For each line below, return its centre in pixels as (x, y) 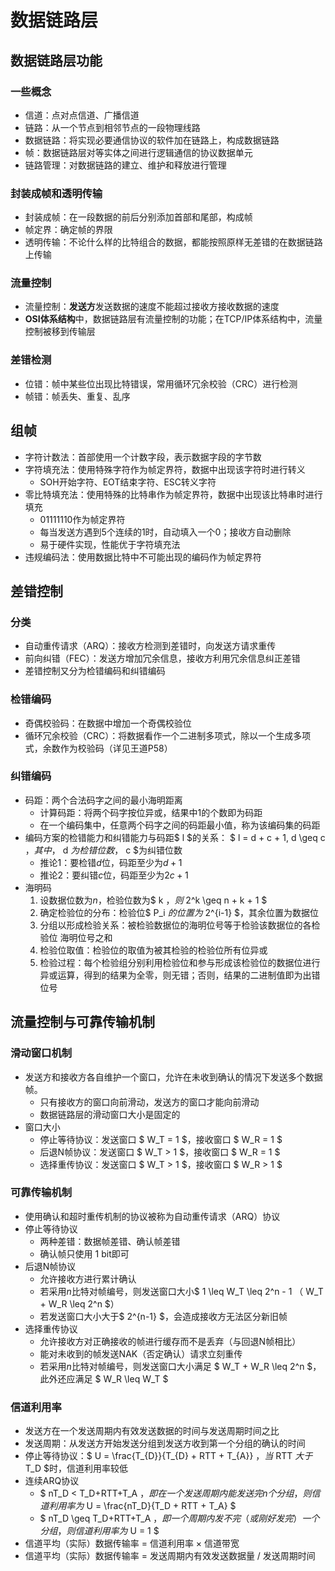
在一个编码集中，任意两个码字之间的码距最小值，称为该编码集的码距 (180, 825)
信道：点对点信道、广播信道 (82, 115)
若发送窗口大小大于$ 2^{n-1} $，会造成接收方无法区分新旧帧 (163, 1316)
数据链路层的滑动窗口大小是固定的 (110, 1114)
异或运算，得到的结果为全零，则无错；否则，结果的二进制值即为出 (175, 975)
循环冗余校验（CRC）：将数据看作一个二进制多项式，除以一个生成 (159, 735)
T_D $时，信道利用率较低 (76, 1468)
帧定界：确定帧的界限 (68, 230)
